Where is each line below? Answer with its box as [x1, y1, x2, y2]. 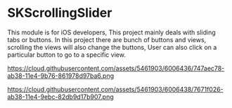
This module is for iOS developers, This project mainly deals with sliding [7, 28, 216, 36]
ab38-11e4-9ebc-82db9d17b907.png [7, 93, 114, 101]
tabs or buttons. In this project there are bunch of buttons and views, [7, 35, 207, 43]
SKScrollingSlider [7, 5, 112, 21]
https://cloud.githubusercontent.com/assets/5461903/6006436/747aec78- [7, 64, 225, 72]
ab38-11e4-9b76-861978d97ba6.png [7, 72, 115, 80]
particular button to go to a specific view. [7, 50, 127, 59]
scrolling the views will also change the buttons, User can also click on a [7, 43, 217, 51]
